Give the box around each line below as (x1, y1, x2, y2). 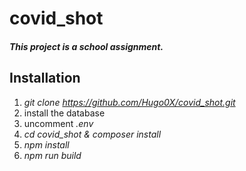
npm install (23, 138, 70, 151)
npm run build (23, 149, 82, 161)
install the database (23, 107, 106, 119)
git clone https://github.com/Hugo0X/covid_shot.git (23, 96, 236, 108)
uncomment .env (23, 117, 94, 129)
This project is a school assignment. (9, 40, 164, 52)
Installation (9, 70, 81, 87)
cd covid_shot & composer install (23, 128, 162, 140)
